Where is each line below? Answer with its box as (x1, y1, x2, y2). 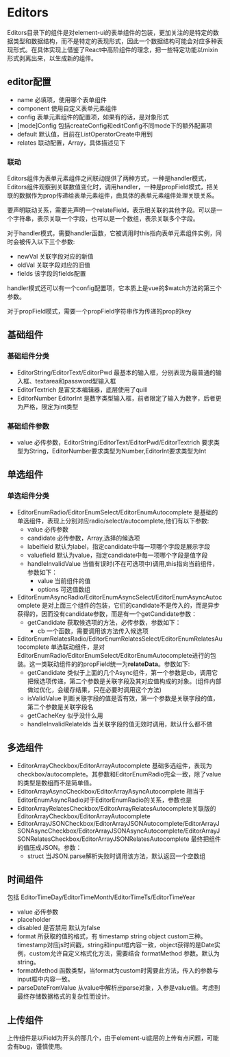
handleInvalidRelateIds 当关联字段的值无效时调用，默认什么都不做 (27, 720, 213, 728)
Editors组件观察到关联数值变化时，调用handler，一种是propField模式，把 (7, 183, 214, 191)
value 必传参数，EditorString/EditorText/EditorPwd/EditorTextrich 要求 (16, 438, 214, 447)
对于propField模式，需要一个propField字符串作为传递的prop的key (7, 307, 192, 316)
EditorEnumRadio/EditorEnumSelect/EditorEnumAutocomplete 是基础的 (16, 508, 218, 516)
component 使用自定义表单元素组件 (16, 104, 118, 112)
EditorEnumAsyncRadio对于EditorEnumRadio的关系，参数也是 (16, 796, 192, 804)
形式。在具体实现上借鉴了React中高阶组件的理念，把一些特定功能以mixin (12, 45, 218, 54)
